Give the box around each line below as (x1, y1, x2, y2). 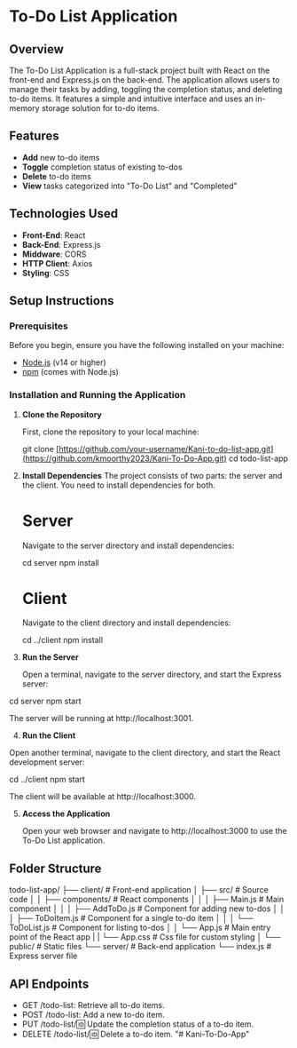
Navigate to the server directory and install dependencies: (21, 540, 235, 551)
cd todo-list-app (229, 453, 288, 464)
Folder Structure (9, 861, 102, 876)
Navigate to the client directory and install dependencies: (21, 617, 231, 628)
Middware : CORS (21, 249, 87, 259)
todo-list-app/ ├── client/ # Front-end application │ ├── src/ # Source (9, 885, 269, 895)
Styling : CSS (21, 267, 70, 278)
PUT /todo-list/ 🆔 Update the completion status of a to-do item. (21, 1019, 254, 1029)
